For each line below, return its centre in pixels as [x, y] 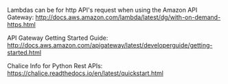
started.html [24, 52]
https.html [21, 24]
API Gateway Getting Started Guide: [58, 38]
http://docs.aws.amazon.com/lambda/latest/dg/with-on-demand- [128, 17]
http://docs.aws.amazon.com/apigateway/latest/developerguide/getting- [110, 45]
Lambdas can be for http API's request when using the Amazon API [102, 10]
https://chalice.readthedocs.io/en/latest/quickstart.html [85, 73]
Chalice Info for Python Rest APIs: [55, 66]
